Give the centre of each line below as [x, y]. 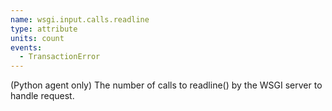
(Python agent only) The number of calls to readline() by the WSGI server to [166, 85]
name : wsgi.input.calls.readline [80, 19]
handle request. [42, 96]
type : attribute [44, 29]
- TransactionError [60, 57]
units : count [37, 38]
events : [26, 47]
